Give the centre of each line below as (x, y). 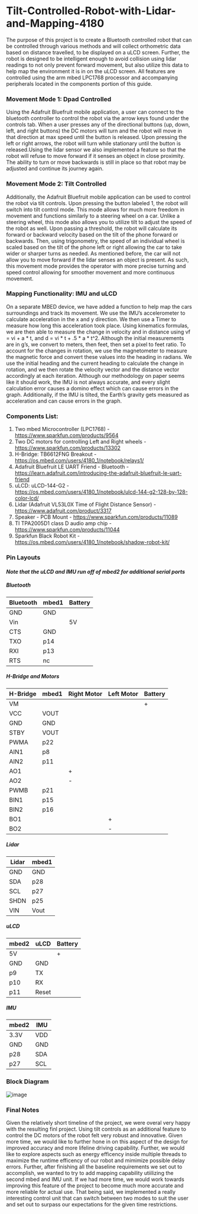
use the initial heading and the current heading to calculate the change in (95, 363)
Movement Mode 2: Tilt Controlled (56, 184)
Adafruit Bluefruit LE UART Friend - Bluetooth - (72, 467)
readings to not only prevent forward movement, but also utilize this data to (98, 65)
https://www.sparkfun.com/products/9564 (66, 435)
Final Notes (23, 1110)
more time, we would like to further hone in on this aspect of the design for (97, 1142)
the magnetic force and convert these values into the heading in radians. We (99, 357)
